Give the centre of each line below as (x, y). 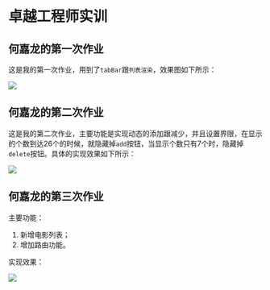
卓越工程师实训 (58, 17)
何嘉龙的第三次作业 (56, 197)
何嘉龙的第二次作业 (56, 112)
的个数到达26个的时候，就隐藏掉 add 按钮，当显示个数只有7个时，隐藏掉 (126, 143)
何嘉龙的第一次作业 (56, 49)
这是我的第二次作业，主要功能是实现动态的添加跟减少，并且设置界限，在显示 (135, 133)
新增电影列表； (45, 234)
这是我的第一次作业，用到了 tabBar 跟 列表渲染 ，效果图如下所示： (112, 70)
